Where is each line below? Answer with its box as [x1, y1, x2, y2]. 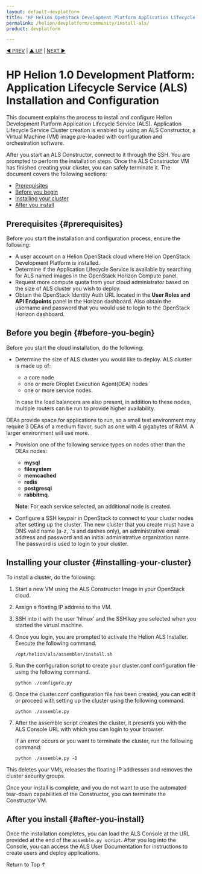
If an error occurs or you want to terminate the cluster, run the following [14, 737, 193, 744]
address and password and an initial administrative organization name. [14, 533, 191, 540]
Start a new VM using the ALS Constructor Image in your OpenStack [14, 585, 185, 592]
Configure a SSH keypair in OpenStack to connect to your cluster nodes [14, 514, 194, 522]
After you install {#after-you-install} [6, 814, 145, 825]
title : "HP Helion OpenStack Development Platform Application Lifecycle [6, 14, 196, 21]
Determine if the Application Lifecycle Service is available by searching [14, 266, 192, 273]
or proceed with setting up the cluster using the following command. [14, 697, 185, 704]
